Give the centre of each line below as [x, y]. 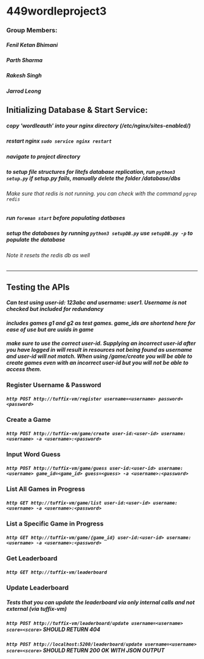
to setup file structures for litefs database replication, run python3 [91, 171]
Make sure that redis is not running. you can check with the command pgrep [102, 194]
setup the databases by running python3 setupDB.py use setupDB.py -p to [100, 233]
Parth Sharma [25, 60]
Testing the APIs [38, 287]
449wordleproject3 [56, 11]
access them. [24, 369]
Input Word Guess [33, 454]
